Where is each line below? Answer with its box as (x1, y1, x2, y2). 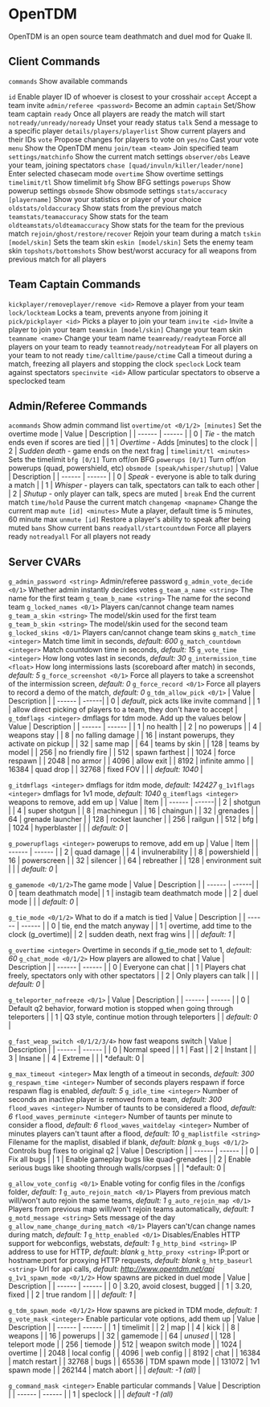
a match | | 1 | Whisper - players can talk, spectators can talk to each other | (8, 481, 260, 490)
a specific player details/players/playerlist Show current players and (8, 126, 246, 135)
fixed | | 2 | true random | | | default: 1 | (8, 1289, 137, 1300)
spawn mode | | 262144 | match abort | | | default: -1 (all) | (8, 1365, 201, 1375)
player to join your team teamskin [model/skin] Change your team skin (8, 324, 243, 334)
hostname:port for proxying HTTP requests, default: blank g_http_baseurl (8, 1256, 253, 1265)
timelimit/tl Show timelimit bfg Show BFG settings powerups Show (8, 177, 231, 187)
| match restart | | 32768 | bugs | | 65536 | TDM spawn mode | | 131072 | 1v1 (8, 1357, 260, 1367)
